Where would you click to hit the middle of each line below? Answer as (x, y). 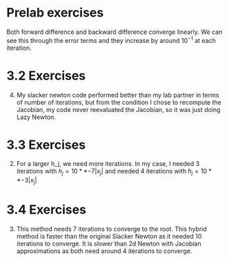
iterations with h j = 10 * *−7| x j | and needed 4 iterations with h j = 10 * (114, 172)
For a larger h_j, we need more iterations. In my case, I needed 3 (108, 164)
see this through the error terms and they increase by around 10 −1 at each (111, 39)
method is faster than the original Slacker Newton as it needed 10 (109, 236)
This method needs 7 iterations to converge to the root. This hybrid (112, 229)
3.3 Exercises (46, 145)
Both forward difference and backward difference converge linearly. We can (114, 32)
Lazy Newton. (36, 117)
